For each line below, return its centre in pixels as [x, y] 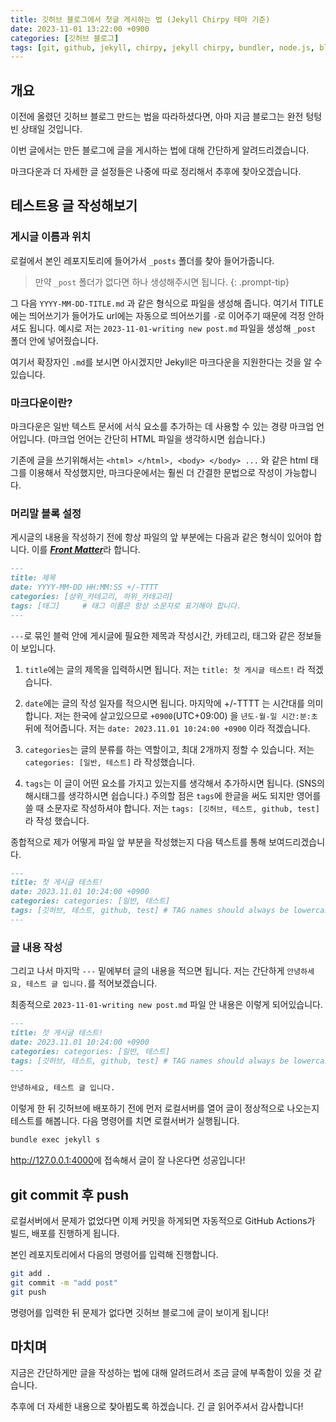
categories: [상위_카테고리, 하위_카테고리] [92, 596]
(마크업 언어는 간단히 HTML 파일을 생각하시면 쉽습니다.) [156, 439]
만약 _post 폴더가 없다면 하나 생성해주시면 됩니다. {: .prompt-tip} [162, 282]
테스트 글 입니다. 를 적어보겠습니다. [92, 983]
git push [28, 1292]
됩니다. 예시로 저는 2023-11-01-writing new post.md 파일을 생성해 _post [172, 328]
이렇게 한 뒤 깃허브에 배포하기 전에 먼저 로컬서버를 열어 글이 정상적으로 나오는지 [165, 1108]
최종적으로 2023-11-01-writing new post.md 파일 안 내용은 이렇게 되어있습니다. [167, 1005]
